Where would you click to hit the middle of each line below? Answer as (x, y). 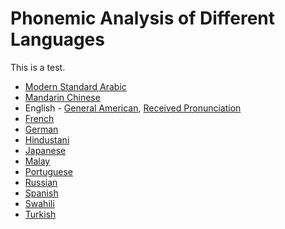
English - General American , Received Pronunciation (133, 108)
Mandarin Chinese (62, 97)
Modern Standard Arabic (75, 86)
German (41, 129)
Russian (41, 182)
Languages (57, 39)
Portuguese (48, 171)
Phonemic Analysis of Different (143, 18)
